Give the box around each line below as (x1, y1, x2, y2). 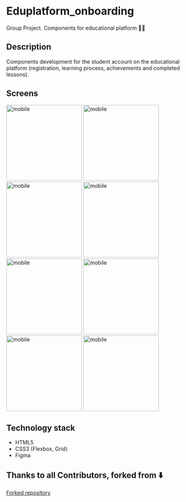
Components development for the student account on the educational (6, 58, 180, 65)
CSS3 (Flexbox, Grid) (14, 445, 68, 452)
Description (6, 42, 51, 52)
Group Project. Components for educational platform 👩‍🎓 (6, 24, 146, 31)
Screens (6, 88, 38, 99)
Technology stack (6, 423, 75, 433)
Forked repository (6, 489, 51, 497)
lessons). (6, 71, 29, 78)
